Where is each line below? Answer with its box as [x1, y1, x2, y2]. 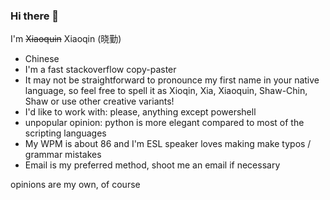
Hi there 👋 [10, 9, 60, 23]
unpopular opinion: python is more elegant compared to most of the [24, 117, 305, 129]
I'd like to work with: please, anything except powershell [24, 106, 257, 118]
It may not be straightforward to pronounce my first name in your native [24, 74, 320, 86]
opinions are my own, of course [10, 179, 141, 191]
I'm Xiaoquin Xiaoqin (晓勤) [10, 33, 122, 45]
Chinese [24, 53, 60, 65]
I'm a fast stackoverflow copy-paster [24, 64, 177, 76]
